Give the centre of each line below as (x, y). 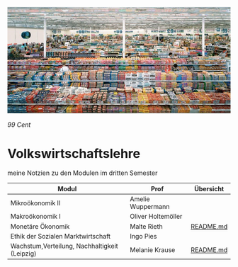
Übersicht (209, 188)
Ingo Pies (143, 236)
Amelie (140, 199)
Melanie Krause (153, 250)
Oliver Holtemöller (156, 217)
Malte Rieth (146, 226)
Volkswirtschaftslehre (74, 153)
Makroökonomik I (36, 217)
